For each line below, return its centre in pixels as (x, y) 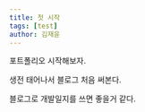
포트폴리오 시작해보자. (48, 61)
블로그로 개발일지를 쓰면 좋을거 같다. (72, 99)
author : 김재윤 (35, 34)
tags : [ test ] (34, 26)
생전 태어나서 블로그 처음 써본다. (66, 80)
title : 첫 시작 (35, 17)
